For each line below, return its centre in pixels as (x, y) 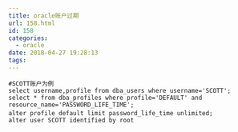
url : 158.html (32, 23)
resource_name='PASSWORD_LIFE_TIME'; (71, 105)
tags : (17, 61)
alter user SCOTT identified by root (71, 120)
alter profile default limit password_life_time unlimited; (111, 113)
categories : (28, 38)
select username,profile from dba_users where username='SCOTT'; (119, 90)
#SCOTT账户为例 (31, 84)
